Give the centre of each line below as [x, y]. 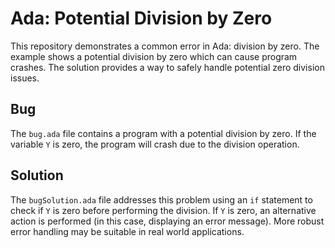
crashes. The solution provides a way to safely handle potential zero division [167, 67]
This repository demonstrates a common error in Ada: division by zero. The [165, 46]
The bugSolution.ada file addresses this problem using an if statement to [161, 199]
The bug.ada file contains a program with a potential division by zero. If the [163, 133]
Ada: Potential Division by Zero [141, 18]
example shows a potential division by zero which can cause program [154, 56]
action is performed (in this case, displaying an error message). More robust [167, 221]
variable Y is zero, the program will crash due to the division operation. [155, 144]
